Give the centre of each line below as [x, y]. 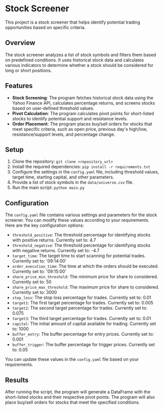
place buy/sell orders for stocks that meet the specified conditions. [73, 402]
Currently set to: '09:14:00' [39, 261]
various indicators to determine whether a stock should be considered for [79, 65]
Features [19, 86]
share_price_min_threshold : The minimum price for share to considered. [85, 277]
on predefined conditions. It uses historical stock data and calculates [75, 60]
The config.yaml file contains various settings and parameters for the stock [81, 215]
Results [17, 380]
